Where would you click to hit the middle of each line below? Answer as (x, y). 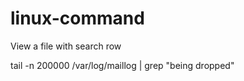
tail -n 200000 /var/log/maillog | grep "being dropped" (122, 65)
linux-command (77, 18)
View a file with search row (66, 46)
